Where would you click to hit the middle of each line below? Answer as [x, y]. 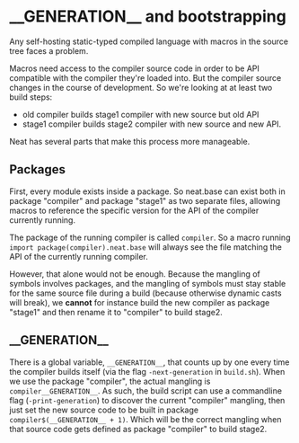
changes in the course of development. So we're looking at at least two [141, 87]
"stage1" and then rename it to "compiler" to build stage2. [116, 312]
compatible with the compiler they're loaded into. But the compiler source [145, 77]
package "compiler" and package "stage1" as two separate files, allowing [145, 200]
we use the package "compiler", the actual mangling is [110, 381]
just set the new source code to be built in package [104, 410]
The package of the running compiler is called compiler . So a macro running [150, 237]
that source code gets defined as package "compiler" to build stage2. [138, 429]
